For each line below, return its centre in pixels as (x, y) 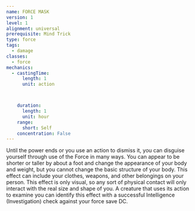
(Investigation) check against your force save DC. (67, 201)
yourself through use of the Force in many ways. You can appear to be (93, 157)
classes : (17, 56)
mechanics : (20, 67)
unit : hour (36, 117)
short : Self (37, 128)
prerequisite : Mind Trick (38, 34)
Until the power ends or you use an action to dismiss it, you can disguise (95, 150)
